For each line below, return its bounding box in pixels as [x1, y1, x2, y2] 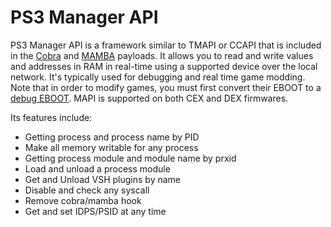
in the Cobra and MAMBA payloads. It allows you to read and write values [10, 49, 314, 61]
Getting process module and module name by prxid [24, 152, 237, 164]
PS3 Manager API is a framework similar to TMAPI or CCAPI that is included [10, 39, 322, 51]
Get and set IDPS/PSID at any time [24, 205, 167, 217]
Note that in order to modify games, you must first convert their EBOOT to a [10, 81, 322, 93]
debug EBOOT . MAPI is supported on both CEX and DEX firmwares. [10, 92, 289, 104]
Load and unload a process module [24, 162, 171, 175]
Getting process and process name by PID [24, 131, 200, 143]
